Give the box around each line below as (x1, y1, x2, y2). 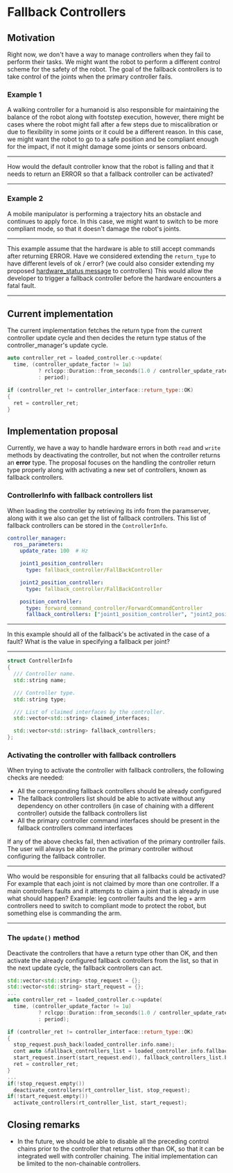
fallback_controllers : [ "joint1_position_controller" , (25, 611, 188, 618)
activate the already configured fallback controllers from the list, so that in (7, 956, 218, 964)
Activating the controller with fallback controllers (7, 750, 177, 760)
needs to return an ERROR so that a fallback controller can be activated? (7, 170, 214, 178)
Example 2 (7, 194, 44, 204)
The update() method (7, 933, 80, 943)
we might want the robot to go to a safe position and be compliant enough (7, 135, 218, 143)
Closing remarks (7, 1119, 80, 1131)
